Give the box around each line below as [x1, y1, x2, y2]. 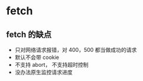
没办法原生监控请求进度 [14, 68, 73, 76]
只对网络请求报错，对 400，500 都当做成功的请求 [14, 46, 137, 53]
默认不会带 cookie [14, 54, 60, 61]
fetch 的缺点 [6, 29, 52, 39]
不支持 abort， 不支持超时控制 [14, 61, 89, 68]
